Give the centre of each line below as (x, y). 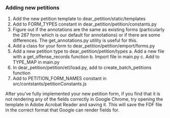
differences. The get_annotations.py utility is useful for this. (75, 40)
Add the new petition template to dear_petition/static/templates (79, 19)
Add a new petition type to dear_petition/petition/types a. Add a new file (88, 51)
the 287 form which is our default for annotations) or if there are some (86, 35)
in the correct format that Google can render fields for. (63, 110)
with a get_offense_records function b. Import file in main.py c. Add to (86, 57)
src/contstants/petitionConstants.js (50, 84)
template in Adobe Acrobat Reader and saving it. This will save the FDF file (84, 105)
